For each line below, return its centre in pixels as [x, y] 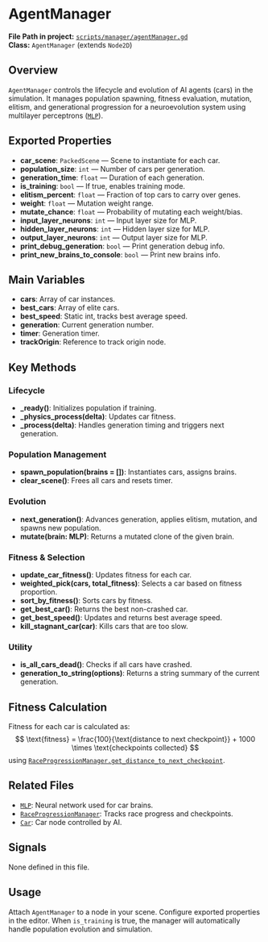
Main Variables [47, 279]
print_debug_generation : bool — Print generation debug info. [122, 246]
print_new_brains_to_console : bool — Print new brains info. [120, 254]
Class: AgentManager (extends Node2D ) [70, 44]
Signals [27, 848]
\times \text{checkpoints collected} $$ [135, 748]
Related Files [41, 786]
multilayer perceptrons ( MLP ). [56, 115]
